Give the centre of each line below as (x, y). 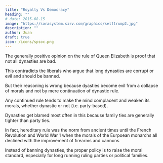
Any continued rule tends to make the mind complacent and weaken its (77, 100)
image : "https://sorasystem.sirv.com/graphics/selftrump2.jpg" (72, 23)
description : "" (22, 28)
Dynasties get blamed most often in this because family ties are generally (80, 115)
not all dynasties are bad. (31, 61)
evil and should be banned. (33, 76)
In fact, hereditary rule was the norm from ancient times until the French (78, 130)
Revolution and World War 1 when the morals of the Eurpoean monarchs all (81, 135)
